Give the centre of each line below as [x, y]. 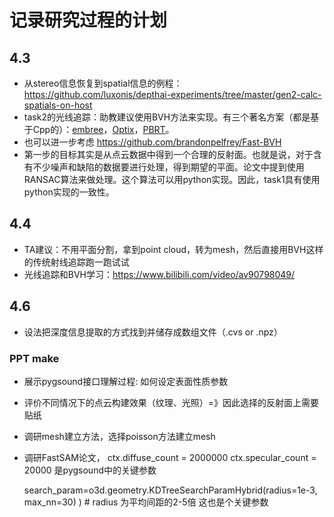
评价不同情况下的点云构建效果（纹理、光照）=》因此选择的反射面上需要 [171, 402]
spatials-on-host [58, 105]
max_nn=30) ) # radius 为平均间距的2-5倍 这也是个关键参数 [146, 502]
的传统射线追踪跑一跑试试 [76, 262]
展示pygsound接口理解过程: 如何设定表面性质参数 [126, 381]
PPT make [34, 358]
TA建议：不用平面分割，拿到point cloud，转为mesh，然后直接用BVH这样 [173, 249]
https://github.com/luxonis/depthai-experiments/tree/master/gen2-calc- [172, 94]
